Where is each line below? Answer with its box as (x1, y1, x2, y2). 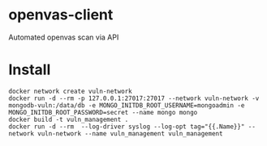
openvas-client (8, 6, 114, 24)
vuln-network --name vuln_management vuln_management (37, 129, 223, 138)
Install (8, 60, 51, 79)
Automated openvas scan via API (8, 32, 119, 42)
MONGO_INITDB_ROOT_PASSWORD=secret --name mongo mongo (8, 108, 198, 116)
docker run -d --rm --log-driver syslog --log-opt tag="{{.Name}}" (8, 123, 245, 131)
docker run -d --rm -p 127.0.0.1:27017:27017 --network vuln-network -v (8, 94, 260, 102)
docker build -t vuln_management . (8, 115, 129, 123)
